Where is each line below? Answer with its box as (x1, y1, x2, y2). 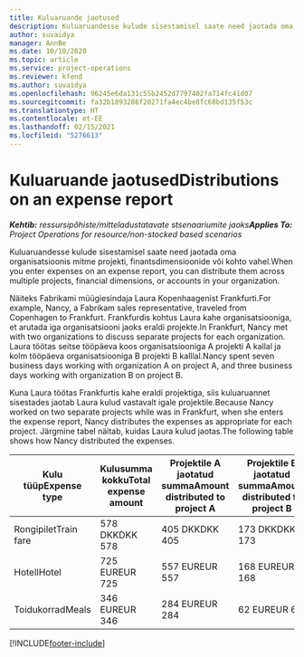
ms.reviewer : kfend (9, 72, 83, 81)
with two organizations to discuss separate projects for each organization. (9, 331, 286, 342)
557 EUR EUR (161, 560, 218, 573)
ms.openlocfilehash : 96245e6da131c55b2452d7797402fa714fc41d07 (9, 89, 253, 98)
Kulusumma (100, 462, 153, 475)
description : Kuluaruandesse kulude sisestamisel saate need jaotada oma (9, 22, 294, 31)
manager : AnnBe (9, 38, 67, 48)
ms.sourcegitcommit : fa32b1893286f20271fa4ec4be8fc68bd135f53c (9, 97, 253, 107)
